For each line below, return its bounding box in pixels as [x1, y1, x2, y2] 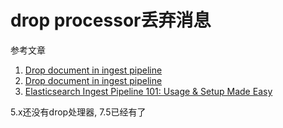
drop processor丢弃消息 [10, 9, 212, 32]
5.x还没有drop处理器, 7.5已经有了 [10, 106, 147, 118]
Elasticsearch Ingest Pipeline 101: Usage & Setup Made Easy [24, 85, 273, 97]
